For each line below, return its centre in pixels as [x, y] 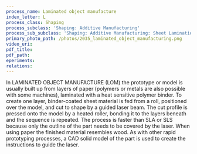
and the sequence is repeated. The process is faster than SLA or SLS [89, 120]
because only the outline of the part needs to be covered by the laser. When [98, 126]
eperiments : [21, 60]
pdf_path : [18, 55]
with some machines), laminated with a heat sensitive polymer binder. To [94, 95]
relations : [19, 66]
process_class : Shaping [35, 22]
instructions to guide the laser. [43, 145]
